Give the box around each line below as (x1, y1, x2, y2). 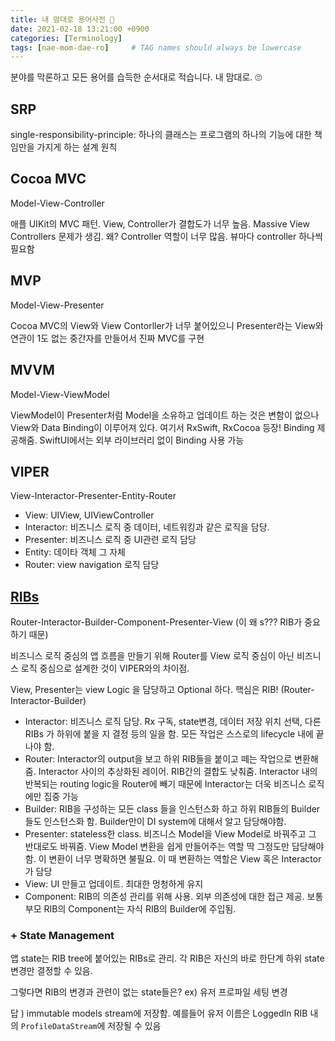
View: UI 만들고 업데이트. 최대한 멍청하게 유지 (24, 878, 204, 890)
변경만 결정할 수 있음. (10, 965, 93, 977)
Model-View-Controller (10, 197, 105, 209)
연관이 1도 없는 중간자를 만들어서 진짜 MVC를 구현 (10, 332, 205, 344)
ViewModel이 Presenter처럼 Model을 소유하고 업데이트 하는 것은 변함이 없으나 (10, 409, 320, 421)
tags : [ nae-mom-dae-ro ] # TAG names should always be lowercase (10, 42, 302, 53)
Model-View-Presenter (10, 299, 105, 311)
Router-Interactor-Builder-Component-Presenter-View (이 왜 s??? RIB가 (10, 616, 303, 628)
